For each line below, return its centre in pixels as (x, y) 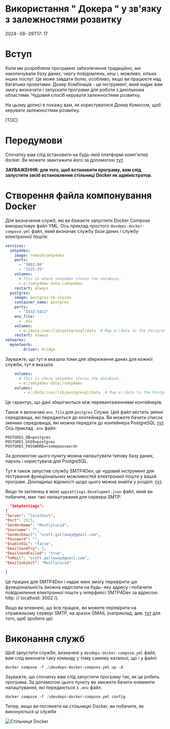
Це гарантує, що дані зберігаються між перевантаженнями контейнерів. (84, 402)
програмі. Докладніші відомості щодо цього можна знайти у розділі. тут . (84, 482)
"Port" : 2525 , (20, 520)
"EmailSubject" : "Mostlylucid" (38, 563)
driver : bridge (39, 350)
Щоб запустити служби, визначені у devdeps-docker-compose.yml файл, (81, 653)
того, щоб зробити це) (29, 618)
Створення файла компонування (79, 196)
